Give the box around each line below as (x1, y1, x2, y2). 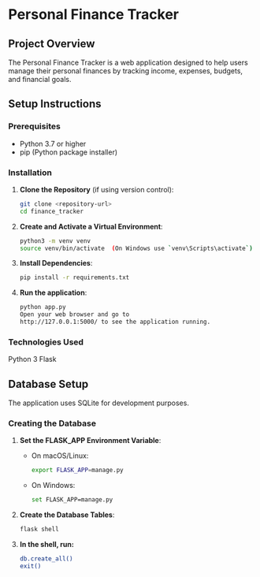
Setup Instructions (8, 97, 102, 111)
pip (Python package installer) (19, 147, 118, 157)
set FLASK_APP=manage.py (31, 496, 113, 504)
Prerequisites (8, 121, 61, 132)
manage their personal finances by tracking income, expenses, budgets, (8, 66, 243, 76)
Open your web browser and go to (19, 311, 130, 318)
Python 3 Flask (8, 355, 57, 364)
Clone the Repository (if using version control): (19, 184, 174, 194)
